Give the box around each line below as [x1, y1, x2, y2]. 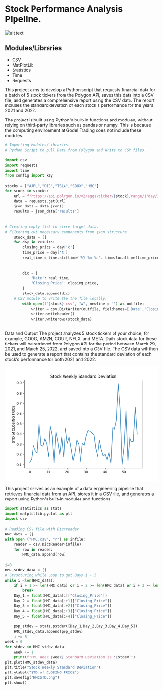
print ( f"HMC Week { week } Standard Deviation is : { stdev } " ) [14, 655, 136, 659]
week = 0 [5, 639, 23, 644]
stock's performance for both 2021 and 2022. [5, 356, 96, 362]
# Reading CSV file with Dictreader [5, 526, 79, 532]
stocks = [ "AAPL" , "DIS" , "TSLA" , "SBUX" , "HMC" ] [5, 183, 98, 188]
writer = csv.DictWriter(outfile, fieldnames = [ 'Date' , [31, 306, 145, 311]
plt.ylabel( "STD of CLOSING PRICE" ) [5, 670, 79, 675]
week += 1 [14, 650, 34, 655]
